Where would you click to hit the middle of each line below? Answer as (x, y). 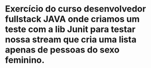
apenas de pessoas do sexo (62, 50)
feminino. (25, 60)
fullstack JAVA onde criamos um (72, 19)
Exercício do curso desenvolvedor (75, 9)
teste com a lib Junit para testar (70, 29)
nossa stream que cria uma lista (71, 40)
